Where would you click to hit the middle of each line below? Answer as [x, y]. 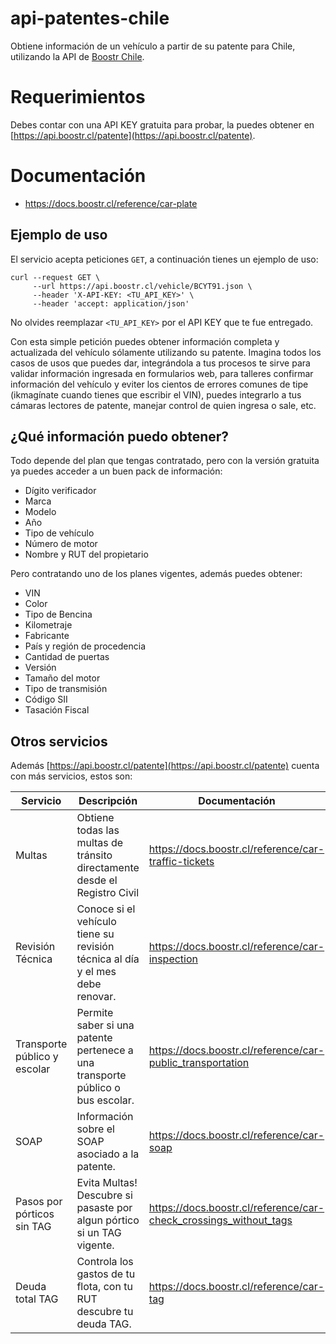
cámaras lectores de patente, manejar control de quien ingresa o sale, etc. [163, 405]
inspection [173, 959]
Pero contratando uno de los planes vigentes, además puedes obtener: [156, 574]
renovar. [96, 997]
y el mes [96, 972]
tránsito [94, 855]
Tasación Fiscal [57, 710]
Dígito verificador [60, 491]
